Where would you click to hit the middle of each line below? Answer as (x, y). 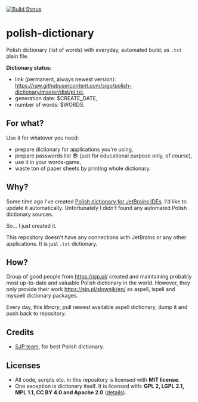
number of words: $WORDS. (50, 104)
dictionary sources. (30, 214)
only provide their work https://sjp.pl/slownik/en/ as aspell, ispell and (91, 289)
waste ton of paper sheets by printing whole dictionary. (83, 168)
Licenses (23, 365)
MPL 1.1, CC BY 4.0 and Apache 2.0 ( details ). (71, 392)
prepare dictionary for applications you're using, (74, 149)
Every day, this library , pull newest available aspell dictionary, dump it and (97, 307)
